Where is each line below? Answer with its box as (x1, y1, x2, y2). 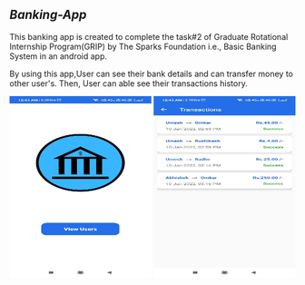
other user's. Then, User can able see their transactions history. (9, 77, 248, 89)
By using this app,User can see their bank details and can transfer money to (9, 68, 293, 79)
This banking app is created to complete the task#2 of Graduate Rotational (9, 31, 289, 42)
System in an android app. (9, 50, 107, 62)
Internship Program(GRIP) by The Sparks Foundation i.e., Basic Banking (9, 41, 277, 52)
